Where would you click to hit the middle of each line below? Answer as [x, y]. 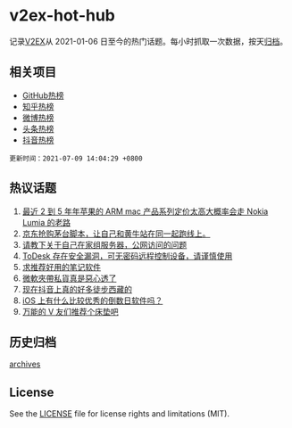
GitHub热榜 [43, 95]
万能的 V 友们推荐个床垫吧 [70, 311]
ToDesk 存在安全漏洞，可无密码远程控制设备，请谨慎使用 [127, 256]
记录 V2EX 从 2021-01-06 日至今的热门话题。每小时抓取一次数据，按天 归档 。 [149, 41]
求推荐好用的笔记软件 [61, 267]
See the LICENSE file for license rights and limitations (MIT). [120, 414]
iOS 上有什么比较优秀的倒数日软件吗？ [92, 300]
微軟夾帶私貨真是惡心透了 [69, 278]
